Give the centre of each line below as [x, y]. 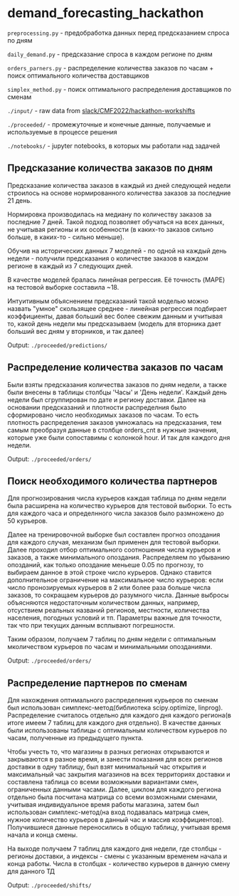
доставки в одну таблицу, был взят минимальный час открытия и [107, 767]
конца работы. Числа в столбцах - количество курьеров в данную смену [119, 864]
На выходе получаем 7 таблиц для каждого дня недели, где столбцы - [115, 849]
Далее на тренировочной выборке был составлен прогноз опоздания [114, 534]
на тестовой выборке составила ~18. [63, 287]
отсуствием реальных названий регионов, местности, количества [108, 611]
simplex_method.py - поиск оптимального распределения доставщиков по [119, 89]
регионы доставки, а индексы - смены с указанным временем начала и [117, 856]
